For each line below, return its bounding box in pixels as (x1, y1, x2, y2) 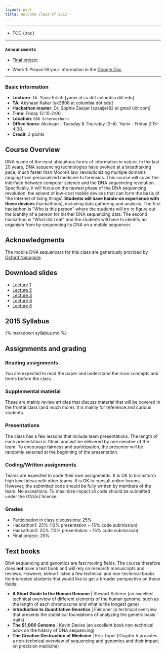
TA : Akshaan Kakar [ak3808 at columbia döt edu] (12, 100, 113, 106)
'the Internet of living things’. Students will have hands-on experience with (5, 195, 160, 201)
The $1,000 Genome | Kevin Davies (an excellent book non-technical (12, 622, 154, 628)
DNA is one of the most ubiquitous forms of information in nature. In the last (5, 158, 160, 164)
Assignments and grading (5, 344, 86, 353)
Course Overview (5, 146, 60, 154)
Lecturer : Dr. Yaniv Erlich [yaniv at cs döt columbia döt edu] (12, 95, 134, 101)
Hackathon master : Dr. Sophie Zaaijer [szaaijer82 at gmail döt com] (12, 105, 151, 111)
